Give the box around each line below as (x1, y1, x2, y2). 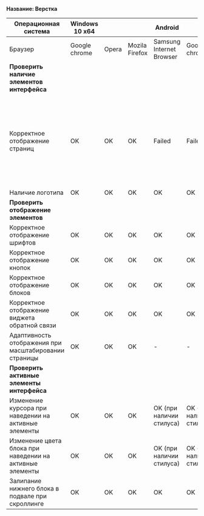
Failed (154, 137, 171, 145)
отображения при (9, 339, 62, 347)
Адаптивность (9, 331, 52, 339)
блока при (9, 444, 39, 452)
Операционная (14, 19, 60, 28)
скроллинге (9, 500, 44, 508)
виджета (9, 314, 35, 322)
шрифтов (9, 239, 36, 246)
